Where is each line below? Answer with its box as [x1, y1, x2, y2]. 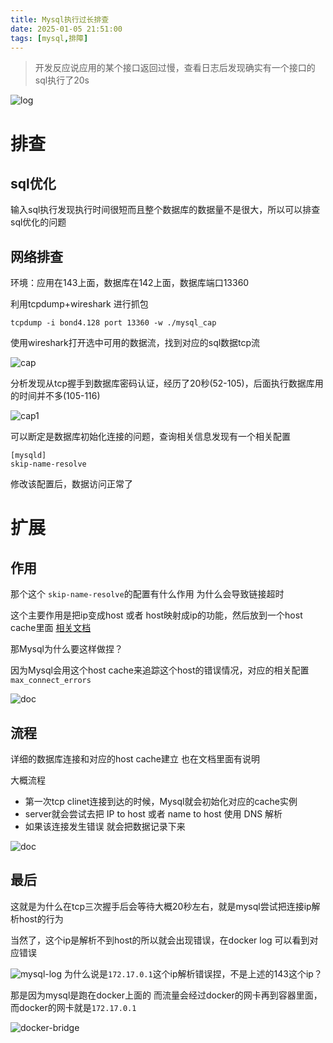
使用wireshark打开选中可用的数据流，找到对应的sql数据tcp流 [10, 337, 261, 349]
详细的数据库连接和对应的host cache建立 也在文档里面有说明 [10, 753, 260, 765]
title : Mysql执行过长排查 [10, 14, 110, 25]
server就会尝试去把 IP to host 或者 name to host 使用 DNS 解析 [24, 808, 283, 820]
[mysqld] [10, 451, 47, 461]
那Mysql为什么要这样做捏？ [10, 643, 123, 655]
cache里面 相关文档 [10, 622, 92, 634]
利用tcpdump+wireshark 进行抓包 [10, 298, 149, 310]
